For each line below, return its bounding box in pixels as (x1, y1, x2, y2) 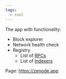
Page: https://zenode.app (5, 67, 59, 74)
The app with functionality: (5, 26, 61, 32)
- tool (10, 12, 24, 17)
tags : (5, 7, 17, 13)
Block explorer (12, 36, 43, 42)
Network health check (12, 41, 59, 47)
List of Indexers (20, 58, 53, 64)
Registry (12, 47, 30, 53)
